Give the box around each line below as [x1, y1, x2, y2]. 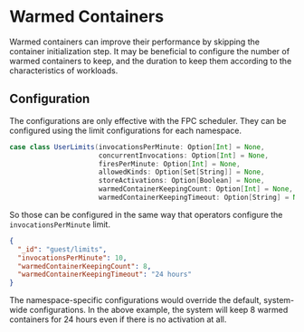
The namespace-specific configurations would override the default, [9, 295, 262, 306]
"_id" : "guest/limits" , [17, 244, 107, 254]
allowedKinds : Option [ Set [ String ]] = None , [98, 167, 265, 177]
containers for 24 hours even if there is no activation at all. [9, 314, 227, 325]
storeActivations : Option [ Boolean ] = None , [98, 176, 265, 185]
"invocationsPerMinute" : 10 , [17, 253, 128, 262]
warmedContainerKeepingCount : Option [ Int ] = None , [98, 185, 294, 194]
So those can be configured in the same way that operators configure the [9, 209, 283, 220]
